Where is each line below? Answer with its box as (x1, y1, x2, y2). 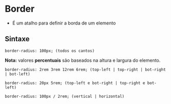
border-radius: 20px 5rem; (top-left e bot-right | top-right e (5, 80, 145, 86)
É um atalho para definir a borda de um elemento (12, 20, 116, 26)
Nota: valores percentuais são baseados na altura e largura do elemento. (5, 57, 161, 63)
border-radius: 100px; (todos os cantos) (5, 48, 95, 54)
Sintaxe (5, 35, 30, 43)
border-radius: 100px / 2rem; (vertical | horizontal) (5, 94, 125, 99)
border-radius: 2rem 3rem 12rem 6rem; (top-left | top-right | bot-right (5, 67, 166, 72)
